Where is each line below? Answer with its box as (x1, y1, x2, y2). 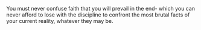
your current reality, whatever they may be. (6, 18, 113, 24)
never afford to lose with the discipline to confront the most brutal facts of (6, 11, 190, 18)
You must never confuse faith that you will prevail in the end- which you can (6, 5, 195, 12)
